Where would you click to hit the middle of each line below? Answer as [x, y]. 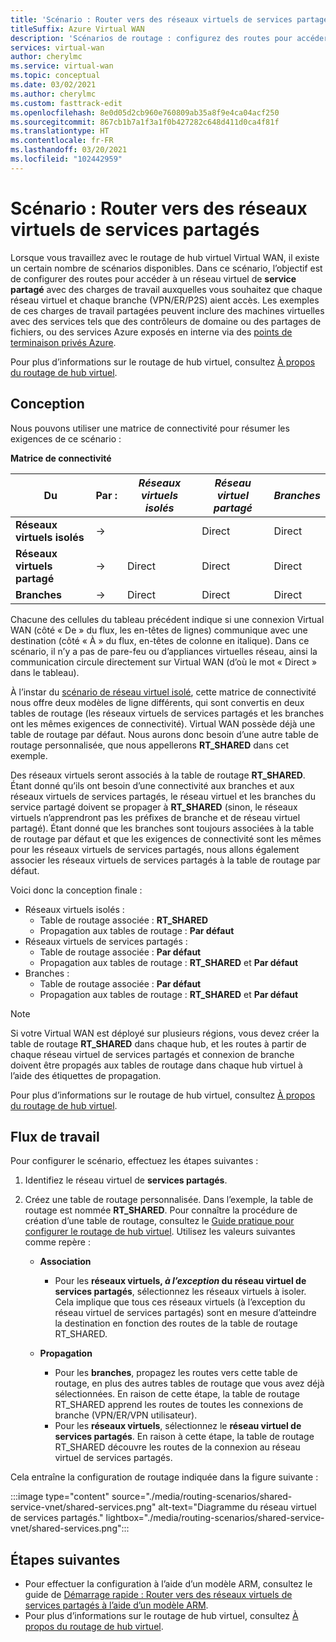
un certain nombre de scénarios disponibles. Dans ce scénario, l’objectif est [166, 268]
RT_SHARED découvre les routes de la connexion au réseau [177, 1447]
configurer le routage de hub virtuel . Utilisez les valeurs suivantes [160, 1232]
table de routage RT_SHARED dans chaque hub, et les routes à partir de [158, 1043]
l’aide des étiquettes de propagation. [86, 1075]
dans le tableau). [45, 672]
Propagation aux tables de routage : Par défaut [137, 930]
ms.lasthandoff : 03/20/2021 [69, 150]
